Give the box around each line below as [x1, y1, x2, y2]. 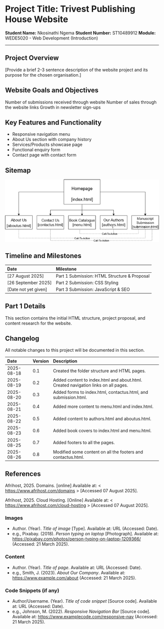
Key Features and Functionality [5, 118, 102, 126]
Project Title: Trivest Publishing [5, 3, 136, 15]
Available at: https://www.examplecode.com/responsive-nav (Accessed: [12, 614, 158, 620]
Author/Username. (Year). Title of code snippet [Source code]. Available [12, 598, 157, 604]
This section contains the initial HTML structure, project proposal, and [5, 315, 145, 321]
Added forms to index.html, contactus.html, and [53, 389, 148, 395]
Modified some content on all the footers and [53, 449, 143, 455]
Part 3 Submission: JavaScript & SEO [56, 286, 130, 292]
